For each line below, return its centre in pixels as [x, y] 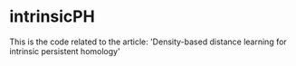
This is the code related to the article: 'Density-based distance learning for [148, 42]
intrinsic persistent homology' [65, 51]
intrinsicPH [52, 17]
